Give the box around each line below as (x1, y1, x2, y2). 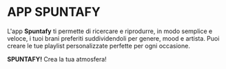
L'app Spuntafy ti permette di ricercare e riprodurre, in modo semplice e (7, 27, 213, 35)
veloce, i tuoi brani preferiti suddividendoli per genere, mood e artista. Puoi (7, 34, 220, 42)
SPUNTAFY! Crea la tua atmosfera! (7, 55, 107, 63)
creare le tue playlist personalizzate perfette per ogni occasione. (7, 41, 191, 50)
